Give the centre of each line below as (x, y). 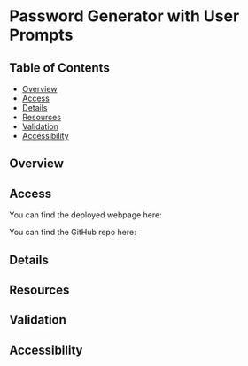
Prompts (41, 35)
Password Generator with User (124, 16)
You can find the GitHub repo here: (73, 233)
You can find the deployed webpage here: (85, 215)
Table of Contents (60, 68)
